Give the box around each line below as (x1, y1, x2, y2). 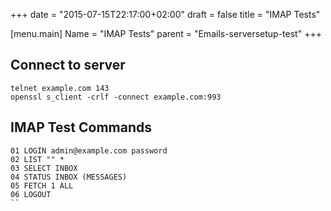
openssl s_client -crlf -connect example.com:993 (10, 92, 222, 102)
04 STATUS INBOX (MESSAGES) (10, 172, 128, 182)
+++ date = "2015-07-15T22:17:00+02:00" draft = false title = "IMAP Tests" (10, 9, 321, 20)
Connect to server (10, 57, 126, 74)
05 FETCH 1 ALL (10, 180, 74, 191)
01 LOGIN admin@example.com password (10, 145, 168, 156)
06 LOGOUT (10, 189, 52, 199)
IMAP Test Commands (10, 119, 153, 136)
